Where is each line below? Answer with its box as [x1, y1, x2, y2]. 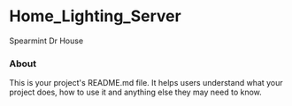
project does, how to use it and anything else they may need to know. [9, 87, 263, 98]
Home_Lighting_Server [9, 6, 181, 26]
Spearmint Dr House [9, 35, 84, 46]
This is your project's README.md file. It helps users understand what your [9, 78, 283, 88]
